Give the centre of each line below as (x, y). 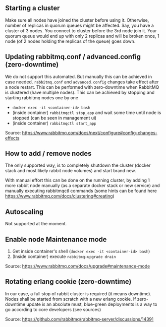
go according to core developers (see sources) (53, 309)
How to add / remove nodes (48, 154)
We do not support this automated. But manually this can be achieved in (79, 76)
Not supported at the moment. (36, 224)
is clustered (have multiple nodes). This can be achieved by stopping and (80, 92)
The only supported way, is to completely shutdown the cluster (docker (78, 165)
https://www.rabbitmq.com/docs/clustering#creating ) (60, 196)
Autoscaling (24, 212)
